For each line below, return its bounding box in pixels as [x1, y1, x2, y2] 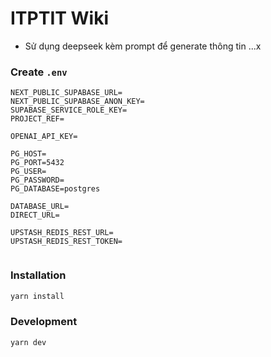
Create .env [10, 65, 68, 79]
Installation [10, 268, 67, 282]
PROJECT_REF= [10, 114, 65, 124]
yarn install [10, 291, 65, 301]
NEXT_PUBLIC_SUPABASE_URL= [10, 88, 123, 98]
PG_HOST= [10, 149, 47, 159]
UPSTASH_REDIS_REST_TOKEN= [10, 237, 123, 247]
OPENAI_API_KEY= [10, 132, 78, 142]
